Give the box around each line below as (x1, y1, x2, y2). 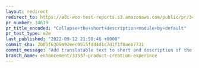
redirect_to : (5, 14, 38, 20)
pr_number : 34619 (5, 20, 49, 25)
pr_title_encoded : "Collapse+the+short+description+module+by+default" (5, 25, 187, 31)
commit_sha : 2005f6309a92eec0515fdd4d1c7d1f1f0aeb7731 (5, 42, 144, 48)
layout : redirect (5, 8, 49, 15)
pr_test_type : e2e (5, 31, 51, 37)
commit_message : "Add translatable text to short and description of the (5, 47, 192, 53)
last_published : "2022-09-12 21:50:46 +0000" (5, 36, 120, 42)
